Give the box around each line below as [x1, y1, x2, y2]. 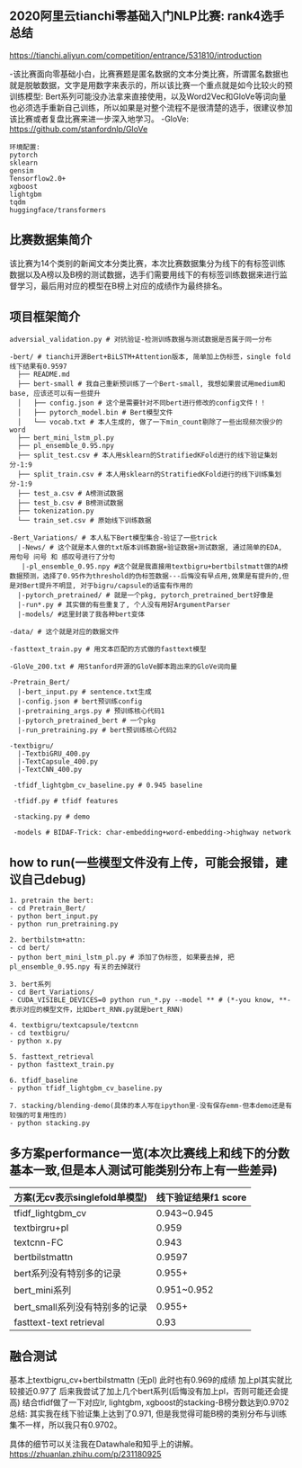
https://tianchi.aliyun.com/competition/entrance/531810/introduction [9, 49, 262, 60]
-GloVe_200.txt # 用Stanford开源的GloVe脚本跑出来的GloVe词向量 [9, 662, 238, 672]
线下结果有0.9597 [9, 363, 67, 371]
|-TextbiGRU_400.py [17, 749, 91, 758]
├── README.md [17, 370, 70, 380]
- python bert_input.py [9, 912, 99, 921]
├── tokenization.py [17, 506, 94, 515]
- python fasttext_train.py [9, 1061, 115, 1070]
